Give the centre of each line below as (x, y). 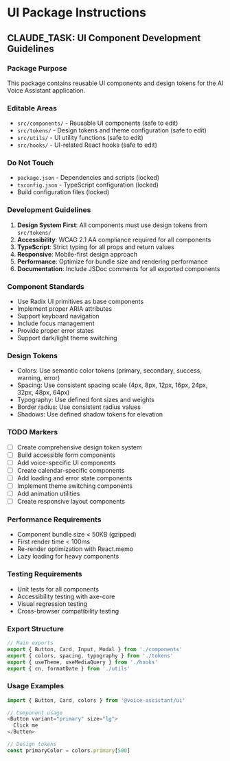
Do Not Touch (30, 163)
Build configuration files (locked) (63, 192)
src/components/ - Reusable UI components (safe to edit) (97, 123)
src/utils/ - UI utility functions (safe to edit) (80, 138)
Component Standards (46, 286)
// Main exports (30, 643)
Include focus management (56, 323)
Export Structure (35, 629)
